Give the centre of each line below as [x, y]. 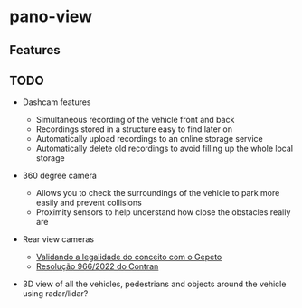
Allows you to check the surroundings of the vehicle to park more [158, 193]
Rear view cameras [58, 239]
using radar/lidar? [55, 294]
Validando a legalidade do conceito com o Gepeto [129, 257]
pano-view [51, 17]
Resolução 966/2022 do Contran [97, 266]
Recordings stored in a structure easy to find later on [134, 129]
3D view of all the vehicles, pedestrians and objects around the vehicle [154, 284]
